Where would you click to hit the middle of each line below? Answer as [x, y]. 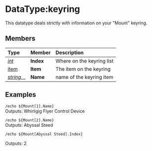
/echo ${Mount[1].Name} [30, 106]
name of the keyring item [84, 77]
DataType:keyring [43, 9]
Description [70, 52]
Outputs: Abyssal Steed [29, 125]
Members [20, 38]
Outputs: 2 [16, 143]
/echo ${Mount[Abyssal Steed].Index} [44, 134]
